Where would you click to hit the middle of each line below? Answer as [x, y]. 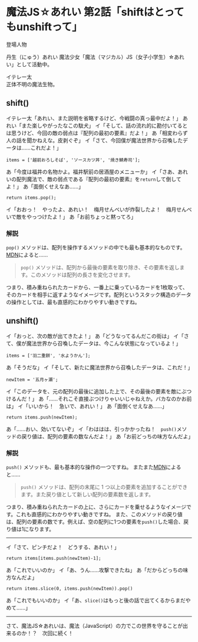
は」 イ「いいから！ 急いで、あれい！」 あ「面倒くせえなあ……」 [87, 406]
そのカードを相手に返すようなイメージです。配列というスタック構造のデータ [99, 295]
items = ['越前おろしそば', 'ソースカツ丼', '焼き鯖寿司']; [73, 160]
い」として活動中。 [29, 64]
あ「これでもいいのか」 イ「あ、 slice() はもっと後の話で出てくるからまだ [96, 601]
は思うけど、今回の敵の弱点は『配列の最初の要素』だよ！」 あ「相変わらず [97, 133]
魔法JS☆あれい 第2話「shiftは [80, 12]
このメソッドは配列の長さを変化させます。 [82, 275]
